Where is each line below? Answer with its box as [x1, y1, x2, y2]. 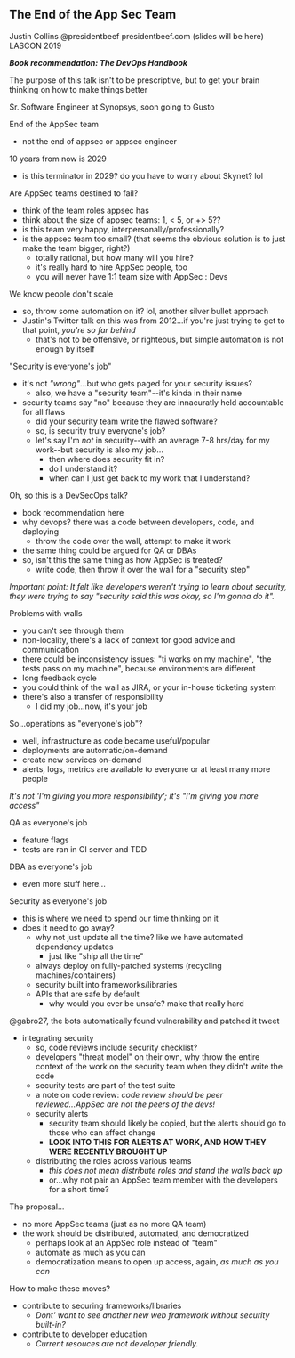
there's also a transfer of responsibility [21, 691, 164, 702]
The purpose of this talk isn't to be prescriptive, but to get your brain [9, 75, 260, 85]
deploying [21, 525, 60, 537]
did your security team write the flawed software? [35, 416, 218, 427]
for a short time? [48, 1183, 109, 1194]
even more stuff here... [21, 878, 107, 889]
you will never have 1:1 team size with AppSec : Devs [35, 271, 228, 281]
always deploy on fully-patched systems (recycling [35, 960, 222, 971]
